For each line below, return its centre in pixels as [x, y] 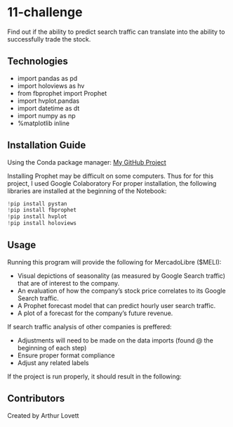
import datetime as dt [48, 108]
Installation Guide [47, 145]
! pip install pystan [38, 204]
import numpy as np [46, 115]
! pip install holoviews [42, 223]
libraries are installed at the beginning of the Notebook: [87, 191]
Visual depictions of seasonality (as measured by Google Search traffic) [121, 276]
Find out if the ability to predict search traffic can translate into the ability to [116, 32]
